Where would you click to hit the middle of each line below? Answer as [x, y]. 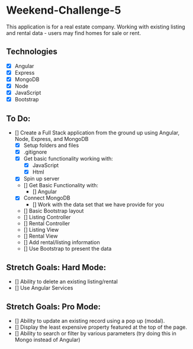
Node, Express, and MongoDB [52, 139]
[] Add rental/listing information [62, 242]
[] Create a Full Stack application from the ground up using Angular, [97, 132]
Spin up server [41, 179]
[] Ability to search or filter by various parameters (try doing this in [95, 333]
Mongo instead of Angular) [48, 340]
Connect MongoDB [47, 198]
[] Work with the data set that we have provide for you [98, 204]
